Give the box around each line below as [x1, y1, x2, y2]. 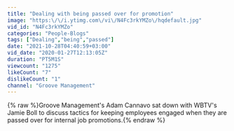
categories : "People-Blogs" [7, 29, 90, 37]
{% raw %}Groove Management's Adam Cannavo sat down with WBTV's [7, 101, 217, 109]
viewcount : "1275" [7, 62, 61, 69]
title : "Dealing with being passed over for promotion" [7, 10, 174, 18]
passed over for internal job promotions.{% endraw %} [7, 116, 166, 125]
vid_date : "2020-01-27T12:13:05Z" [7, 50, 109, 57]
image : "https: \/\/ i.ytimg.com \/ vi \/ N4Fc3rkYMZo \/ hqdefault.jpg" [7, 17, 202, 24]
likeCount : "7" [7, 69, 52, 76]
